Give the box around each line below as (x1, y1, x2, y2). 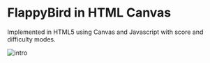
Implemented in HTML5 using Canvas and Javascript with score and (7, 28, 204, 36)
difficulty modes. (7, 35, 56, 43)
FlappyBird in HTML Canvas (7, 5, 172, 21)
